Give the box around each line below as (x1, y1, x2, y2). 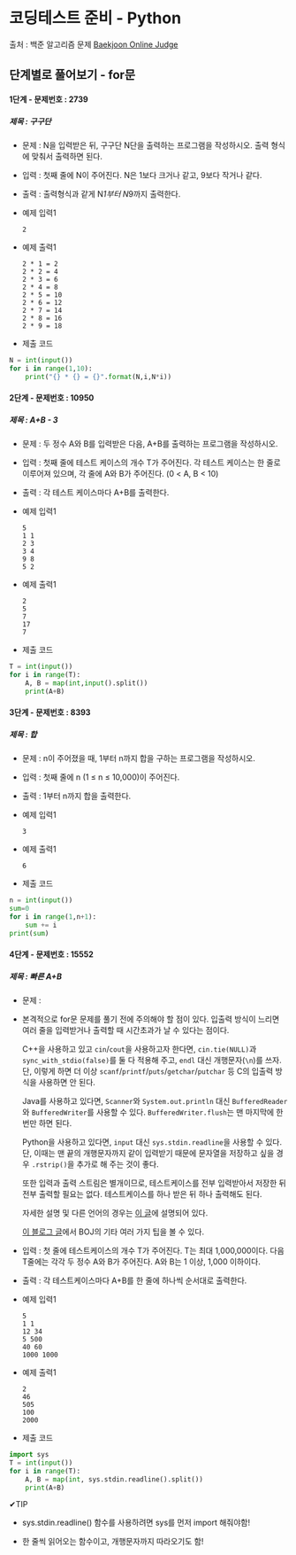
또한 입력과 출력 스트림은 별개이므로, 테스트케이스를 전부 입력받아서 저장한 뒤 (21, 1178, 287, 1188)
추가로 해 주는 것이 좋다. (76, 1159, 159, 1170)
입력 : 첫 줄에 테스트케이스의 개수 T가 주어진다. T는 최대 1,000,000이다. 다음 (21, 1246, 285, 1256)
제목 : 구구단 (9, 116, 51, 127)
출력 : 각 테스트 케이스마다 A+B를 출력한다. (21, 487, 170, 498)
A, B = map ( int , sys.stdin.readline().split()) (25, 1474, 203, 1484)
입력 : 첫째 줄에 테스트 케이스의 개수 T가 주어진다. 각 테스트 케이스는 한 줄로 (21, 457, 281, 468)
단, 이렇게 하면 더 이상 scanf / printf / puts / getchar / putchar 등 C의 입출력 (21, 1066, 274, 1077)
